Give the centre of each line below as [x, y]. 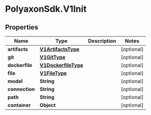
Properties [22, 27]
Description [102, 41]
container [19, 105]
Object [48, 105]
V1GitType [53, 57]
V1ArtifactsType [60, 49]
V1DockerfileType [61, 65]
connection [21, 89]
